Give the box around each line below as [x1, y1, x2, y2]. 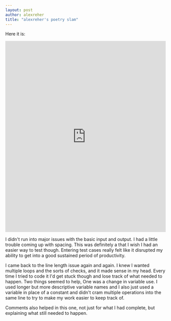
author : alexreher [5, 12, 44, 17]
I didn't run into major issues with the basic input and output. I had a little [5, 236, 158, 243]
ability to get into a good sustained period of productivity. [5, 253, 126, 259]
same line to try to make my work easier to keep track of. [5, 295, 125, 301]
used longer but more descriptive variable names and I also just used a [5, 284, 154, 290]
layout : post [5, 7, 33, 13]
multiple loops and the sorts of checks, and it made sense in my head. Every [5, 268, 165, 274]
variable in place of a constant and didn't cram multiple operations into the [5, 289, 161, 296]
